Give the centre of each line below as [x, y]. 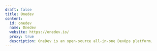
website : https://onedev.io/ [39, 32]
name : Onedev [23, 28]
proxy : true [22, 37]
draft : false [18, 9]
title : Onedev [20, 14]
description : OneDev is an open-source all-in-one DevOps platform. [81, 41]
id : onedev [21, 23]
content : [14, 18]
